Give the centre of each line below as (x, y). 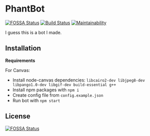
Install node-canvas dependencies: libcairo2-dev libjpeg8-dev (79, 80)
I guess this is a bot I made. (33, 32)
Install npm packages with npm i (46, 90)
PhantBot (25, 9)
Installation (23, 48)
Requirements (20, 60)
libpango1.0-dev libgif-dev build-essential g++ (64, 85)
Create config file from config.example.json (58, 95)
